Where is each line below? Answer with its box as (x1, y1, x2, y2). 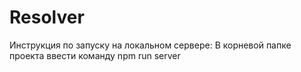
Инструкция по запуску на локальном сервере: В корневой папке (9, 39, 292, 51)
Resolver (9, 6, 85, 29)
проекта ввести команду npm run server (9, 49, 181, 61)
